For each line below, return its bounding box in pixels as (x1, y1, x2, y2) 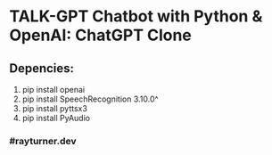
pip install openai (21, 85, 86, 94)
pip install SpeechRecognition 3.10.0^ (21, 94, 159, 104)
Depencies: (9, 61, 74, 76)
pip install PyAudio (21, 113, 91, 123)
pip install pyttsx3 (21, 103, 87, 113)
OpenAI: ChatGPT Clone (9, 25, 192, 45)
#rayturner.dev (9, 135, 77, 147)
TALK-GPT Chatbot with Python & (9, 6, 263, 27)
